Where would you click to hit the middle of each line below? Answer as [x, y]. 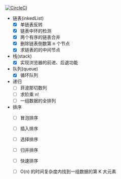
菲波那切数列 [33, 88]
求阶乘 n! [29, 94]
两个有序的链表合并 [40, 37]
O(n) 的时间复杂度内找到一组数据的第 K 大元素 [68, 171]
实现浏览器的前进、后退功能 [49, 63]
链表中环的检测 [36, 31]
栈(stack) [22, 56]
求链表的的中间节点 [40, 50]
